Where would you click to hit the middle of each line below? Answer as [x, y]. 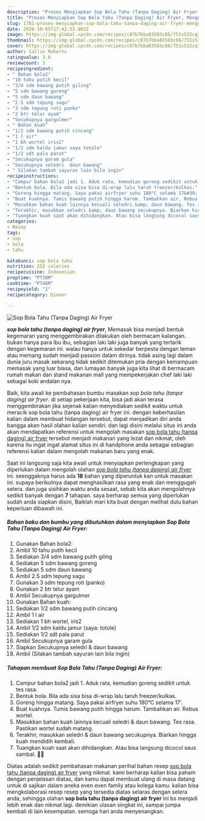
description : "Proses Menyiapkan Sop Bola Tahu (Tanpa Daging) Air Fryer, [104, 12]
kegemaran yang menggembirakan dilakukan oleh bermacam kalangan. [96, 336]
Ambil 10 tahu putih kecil [46, 550]
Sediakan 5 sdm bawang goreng [56, 563]
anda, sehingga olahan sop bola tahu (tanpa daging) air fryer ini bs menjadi [102, 798]
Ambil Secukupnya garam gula [54, 641]
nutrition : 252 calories [38, 266]
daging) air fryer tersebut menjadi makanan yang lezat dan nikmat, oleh [96, 438]
